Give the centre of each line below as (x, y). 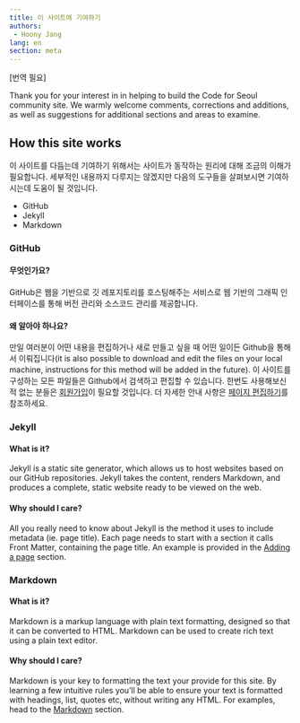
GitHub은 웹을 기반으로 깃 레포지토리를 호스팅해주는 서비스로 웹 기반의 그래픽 (144, 292)
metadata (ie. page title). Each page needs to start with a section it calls (141, 537)
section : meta (36, 51)
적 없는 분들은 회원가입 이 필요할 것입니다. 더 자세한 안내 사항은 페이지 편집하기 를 (149, 392)
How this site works (66, 143)
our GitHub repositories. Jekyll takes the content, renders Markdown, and (145, 478)
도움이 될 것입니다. (65, 187)
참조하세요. (29, 404)
